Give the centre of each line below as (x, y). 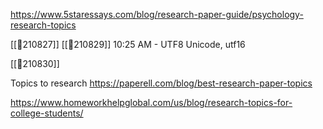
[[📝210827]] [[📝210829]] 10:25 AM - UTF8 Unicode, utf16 (128, 44)
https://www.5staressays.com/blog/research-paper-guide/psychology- (157, 14)
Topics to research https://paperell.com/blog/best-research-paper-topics (161, 83)
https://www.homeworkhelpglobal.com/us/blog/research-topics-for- (151, 102)
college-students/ (47, 113)
